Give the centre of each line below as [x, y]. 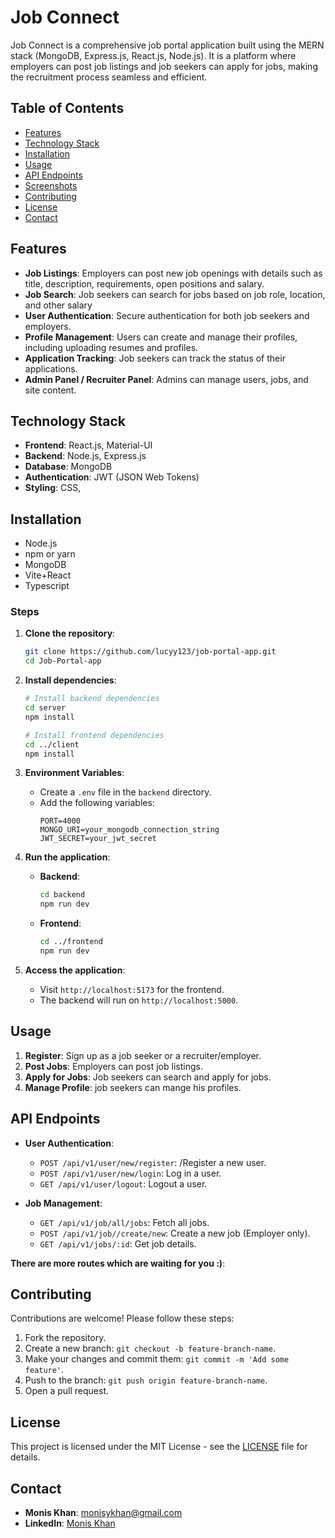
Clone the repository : [70, 633]
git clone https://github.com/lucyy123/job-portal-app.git [150, 652]
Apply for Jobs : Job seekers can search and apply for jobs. [148, 1077]
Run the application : [67, 857]
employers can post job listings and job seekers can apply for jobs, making [164, 66]
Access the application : [75, 970]
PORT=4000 [60, 821]
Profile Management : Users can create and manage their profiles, [161, 337]
